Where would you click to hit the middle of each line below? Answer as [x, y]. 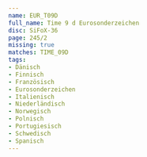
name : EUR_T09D [33, 15]
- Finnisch [26, 75]
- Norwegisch [30, 112]
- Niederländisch [37, 104]
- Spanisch [26, 141]
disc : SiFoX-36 [33, 30]
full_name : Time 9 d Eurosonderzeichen [74, 23]
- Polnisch [26, 119]
